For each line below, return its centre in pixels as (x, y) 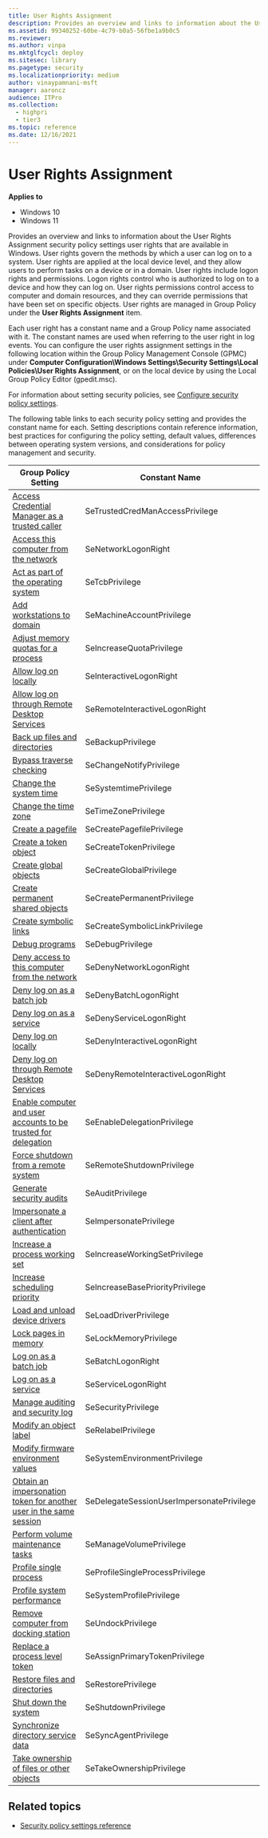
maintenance (37, 1544)
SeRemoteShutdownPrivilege (140, 1165)
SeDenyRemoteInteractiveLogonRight (155, 1074)
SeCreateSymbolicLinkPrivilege (144, 926)
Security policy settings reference (75, 1826)
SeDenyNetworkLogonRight (137, 967)
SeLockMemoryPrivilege (131, 1338)
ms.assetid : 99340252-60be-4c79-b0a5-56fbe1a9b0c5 (94, 30)
